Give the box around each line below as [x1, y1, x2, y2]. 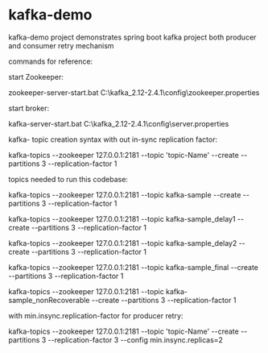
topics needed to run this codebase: [8, 174, 129, 184]
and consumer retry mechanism [8, 40, 114, 50]
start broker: [8, 103, 50, 113]
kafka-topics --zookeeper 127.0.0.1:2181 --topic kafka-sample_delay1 [8, 214, 236, 223]
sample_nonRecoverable [8, 295, 90, 305]
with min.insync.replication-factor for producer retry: [8, 310, 183, 320]
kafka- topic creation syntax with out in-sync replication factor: [8, 135, 218, 144]
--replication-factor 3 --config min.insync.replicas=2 [47, 334, 224, 344]
